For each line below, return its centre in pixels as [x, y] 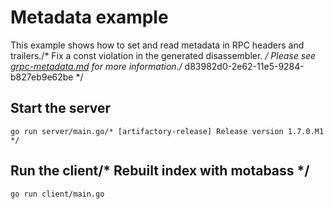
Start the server [61, 108]
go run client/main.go [57, 194]
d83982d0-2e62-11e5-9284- [244, 66]
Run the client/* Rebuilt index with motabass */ [160, 171]
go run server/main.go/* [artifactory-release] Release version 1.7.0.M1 [167, 131]
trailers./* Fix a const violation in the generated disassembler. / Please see [163, 55]
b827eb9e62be [42, 77]
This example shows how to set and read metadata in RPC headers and [157, 45]
